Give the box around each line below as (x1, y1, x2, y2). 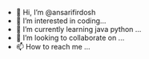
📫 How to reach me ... (15, 42, 91, 51)
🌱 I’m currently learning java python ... (15, 25, 142, 33)
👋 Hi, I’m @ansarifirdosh (15, 8, 96, 17)
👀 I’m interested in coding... (15, 16, 107, 26)
